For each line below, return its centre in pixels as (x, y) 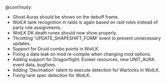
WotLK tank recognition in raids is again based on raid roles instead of (85, 22)
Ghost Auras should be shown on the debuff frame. (66, 17)
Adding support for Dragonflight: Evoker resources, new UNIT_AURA (84, 59)
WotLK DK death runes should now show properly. (65, 33)
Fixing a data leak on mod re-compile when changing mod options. (82, 54)
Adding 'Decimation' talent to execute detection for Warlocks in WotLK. (86, 70)
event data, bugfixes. (34, 65)
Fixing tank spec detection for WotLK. (52, 75)
